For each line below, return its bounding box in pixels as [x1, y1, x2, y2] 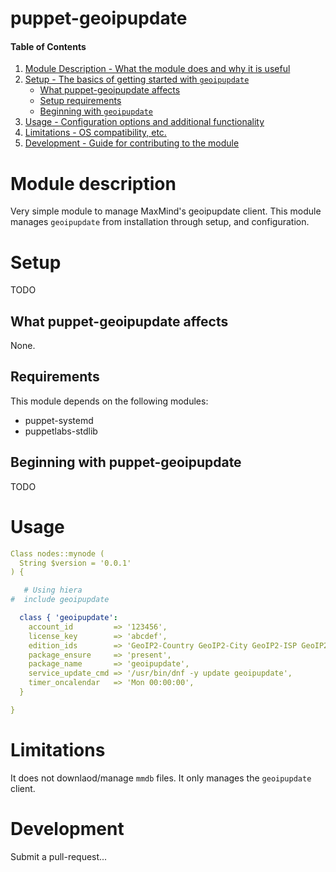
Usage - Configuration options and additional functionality [24, 116, 265, 128]
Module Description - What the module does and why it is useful [24, 63, 291, 75]
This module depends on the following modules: [10, 395, 209, 407]
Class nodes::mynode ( [10, 548, 105, 559]
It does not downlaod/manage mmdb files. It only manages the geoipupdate [10, 772, 312, 784]
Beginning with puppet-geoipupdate [10, 454, 242, 471]
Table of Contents [10, 40, 87, 52]
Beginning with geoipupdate [39, 105, 154, 117]
